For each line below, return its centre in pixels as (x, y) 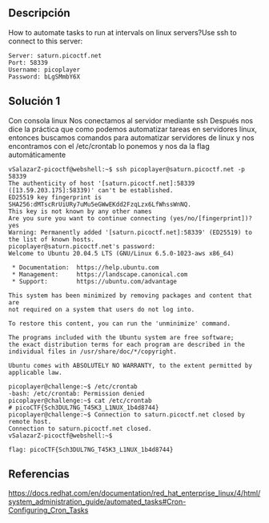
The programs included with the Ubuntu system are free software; (121, 337)
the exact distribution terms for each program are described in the (127, 344)
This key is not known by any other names (80, 211)
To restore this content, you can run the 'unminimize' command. (119, 324)
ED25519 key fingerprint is (55, 197)
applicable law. (35, 372)
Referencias (39, 475)
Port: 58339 (28, 62)
